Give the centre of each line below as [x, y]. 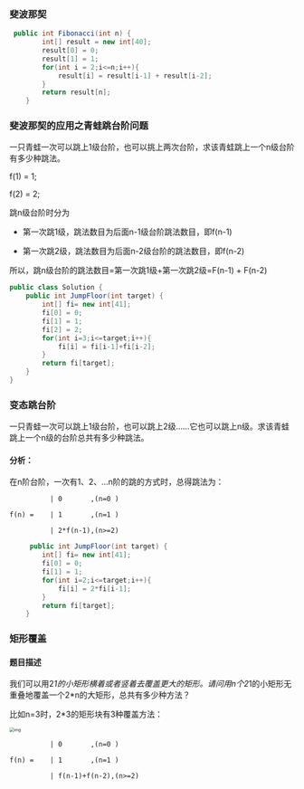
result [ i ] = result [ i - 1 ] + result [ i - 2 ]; [135, 76]
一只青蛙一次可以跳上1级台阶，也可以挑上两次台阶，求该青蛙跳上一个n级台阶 [152, 147]
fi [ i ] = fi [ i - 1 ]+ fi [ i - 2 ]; [106, 347]
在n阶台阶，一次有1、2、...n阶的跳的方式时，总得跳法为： [117, 482]
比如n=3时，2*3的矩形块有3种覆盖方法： [86, 714]
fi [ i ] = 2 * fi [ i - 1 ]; [94, 589]
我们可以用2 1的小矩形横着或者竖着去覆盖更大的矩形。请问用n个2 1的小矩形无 [151, 684]
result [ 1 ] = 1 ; [71, 59]
